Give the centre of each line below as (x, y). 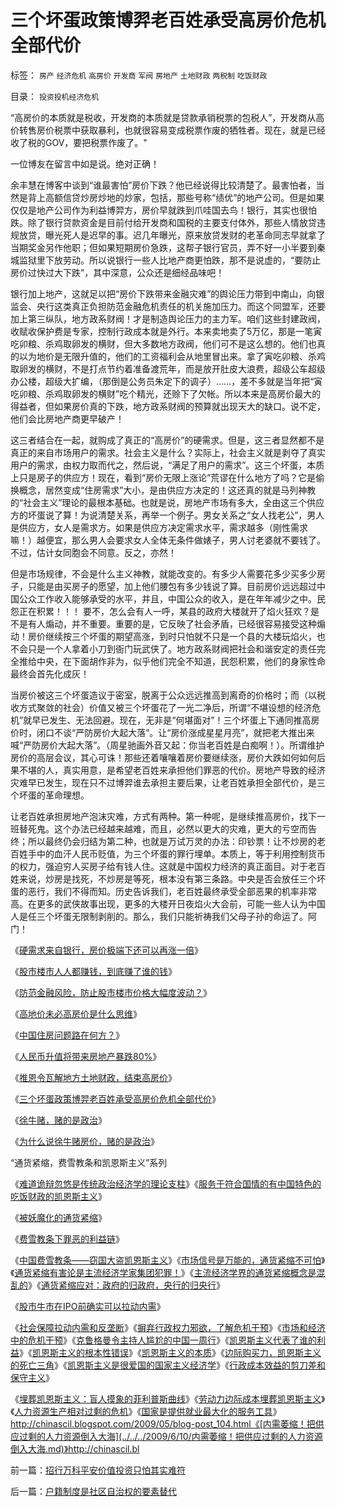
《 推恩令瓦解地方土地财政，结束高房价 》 (93, 1077)
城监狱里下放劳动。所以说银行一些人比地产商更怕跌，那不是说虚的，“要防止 (166, 260)
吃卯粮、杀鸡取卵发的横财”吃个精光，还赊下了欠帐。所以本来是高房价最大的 (166, 393)
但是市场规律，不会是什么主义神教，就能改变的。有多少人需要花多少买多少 (163, 573)
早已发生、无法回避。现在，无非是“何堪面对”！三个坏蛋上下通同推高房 (175, 720)
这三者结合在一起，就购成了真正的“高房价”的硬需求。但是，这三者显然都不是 (167, 440)
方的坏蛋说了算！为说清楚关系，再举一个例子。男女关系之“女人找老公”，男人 (167, 515)
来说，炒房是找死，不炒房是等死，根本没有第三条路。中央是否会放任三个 (167, 878)
